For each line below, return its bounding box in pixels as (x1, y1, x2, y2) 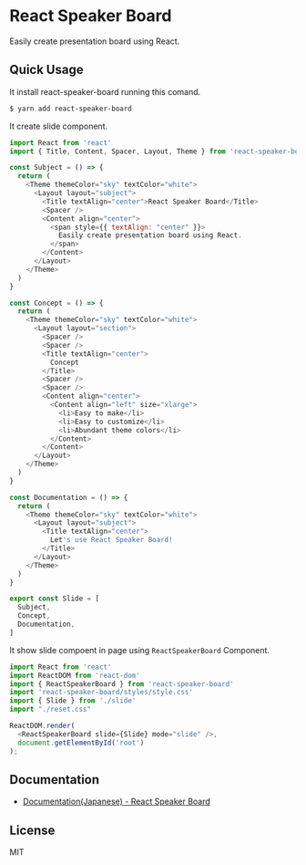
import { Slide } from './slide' (9, 696, 137, 705)
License (9, 822, 56, 838)
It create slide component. (9, 120, 108, 131)
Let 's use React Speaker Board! (49, 536, 173, 545)
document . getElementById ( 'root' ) (17, 738, 145, 747)
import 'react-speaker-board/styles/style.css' (9, 688, 194, 697)
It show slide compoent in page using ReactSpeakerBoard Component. (9, 644, 270, 655)
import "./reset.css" (9, 704, 92, 714)
